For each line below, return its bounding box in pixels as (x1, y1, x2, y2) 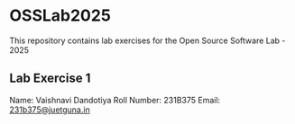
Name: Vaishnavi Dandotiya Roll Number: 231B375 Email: (9, 94, 221, 105)
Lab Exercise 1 (9, 71, 91, 86)
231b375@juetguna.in (9, 104, 90, 115)
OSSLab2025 (9, 5, 111, 26)
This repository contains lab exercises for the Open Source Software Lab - (9, 35, 286, 46)
